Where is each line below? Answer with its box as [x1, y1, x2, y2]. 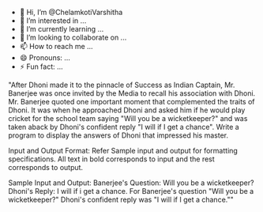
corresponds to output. [8, 163, 84, 172]
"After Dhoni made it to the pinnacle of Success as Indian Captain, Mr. [8, 80, 235, 89]
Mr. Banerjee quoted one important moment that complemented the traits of [8, 97, 255, 106]
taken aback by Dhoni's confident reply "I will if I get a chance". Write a [8, 123, 239, 131]
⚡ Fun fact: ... [19, 62, 63, 71]
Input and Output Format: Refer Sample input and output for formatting [8, 146, 239, 155]
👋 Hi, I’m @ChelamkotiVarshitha [19, 8, 123, 17]
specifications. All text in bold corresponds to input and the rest [8, 154, 215, 164]
